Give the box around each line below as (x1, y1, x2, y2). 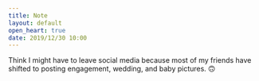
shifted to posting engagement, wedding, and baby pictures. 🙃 (8, 64, 216, 74)
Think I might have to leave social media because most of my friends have (8, 56, 252, 65)
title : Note (8, 11, 48, 20)
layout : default (8, 19, 62, 27)
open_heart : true (8, 26, 66, 34)
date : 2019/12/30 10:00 (8, 33, 88, 42)
